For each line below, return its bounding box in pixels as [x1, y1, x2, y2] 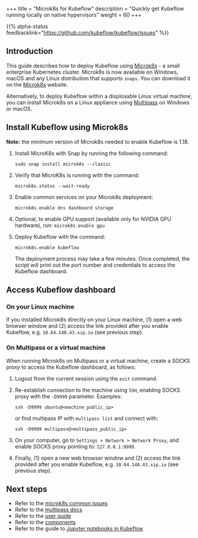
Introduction [6, 46, 54, 56]
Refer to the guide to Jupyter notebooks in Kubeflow [14, 525, 144, 532]
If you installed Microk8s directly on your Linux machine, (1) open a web [6, 316, 183, 323]
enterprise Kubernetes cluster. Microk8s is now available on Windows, [6, 68, 178, 75]
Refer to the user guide [14, 512, 71, 520]
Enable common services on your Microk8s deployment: [14, 193, 153, 201]
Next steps [6, 484, 48, 494]
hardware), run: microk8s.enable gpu [14, 221, 105, 229]
